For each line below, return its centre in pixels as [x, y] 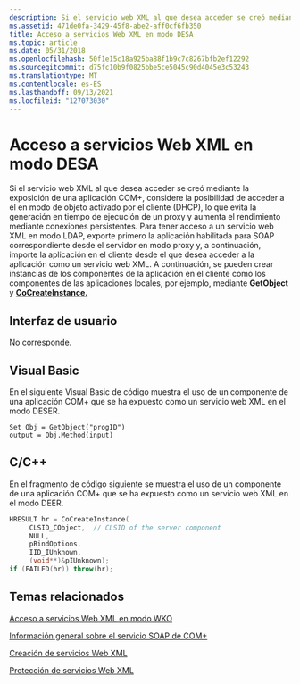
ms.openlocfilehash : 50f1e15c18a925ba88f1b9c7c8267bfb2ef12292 [129, 59]
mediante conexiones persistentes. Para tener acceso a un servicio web [142, 226]
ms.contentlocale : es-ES [55, 84]
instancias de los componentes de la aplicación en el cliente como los [137, 274]
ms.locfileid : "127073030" [59, 100]
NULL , [39, 536]
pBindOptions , [55, 544]
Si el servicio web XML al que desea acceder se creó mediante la [129, 188]
